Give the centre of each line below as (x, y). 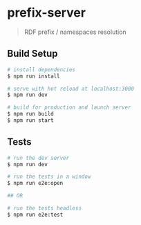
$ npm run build (30, 114)
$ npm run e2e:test (35, 215)
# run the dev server (38, 158)
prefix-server (47, 13)
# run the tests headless (44, 208)
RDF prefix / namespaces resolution (75, 32)
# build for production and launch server (69, 108)
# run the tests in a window (49, 177)
